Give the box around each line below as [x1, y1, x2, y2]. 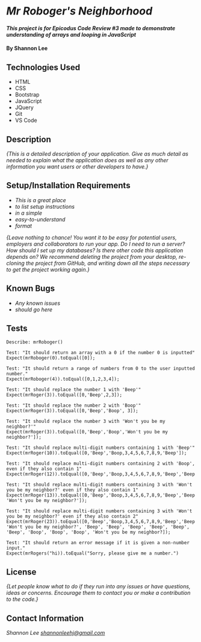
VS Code [14, 116, 37, 124]
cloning [6, 259, 25, 267]
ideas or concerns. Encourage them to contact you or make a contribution [6, 590, 191, 597]
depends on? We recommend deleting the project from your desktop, [6, 253, 178, 260]
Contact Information [6, 613, 84, 623]
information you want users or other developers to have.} [6, 163, 149, 170]
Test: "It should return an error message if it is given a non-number [6, 540, 190, 546]
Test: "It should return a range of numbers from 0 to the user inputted [6, 366, 196, 372]
